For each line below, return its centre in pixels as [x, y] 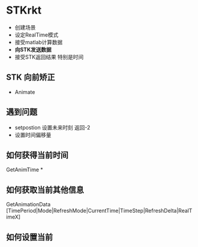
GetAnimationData [28, 204]
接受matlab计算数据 [39, 42]
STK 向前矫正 [30, 77]
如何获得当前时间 [37, 155]
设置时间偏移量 [33, 135]
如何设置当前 [30, 237]
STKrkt [24, 10]
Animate [25, 92]
